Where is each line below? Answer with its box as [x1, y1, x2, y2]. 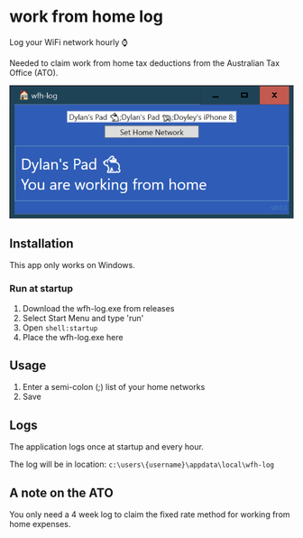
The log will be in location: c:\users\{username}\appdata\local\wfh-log [9, 459, 275, 470]
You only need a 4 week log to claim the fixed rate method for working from [9, 509, 290, 520]
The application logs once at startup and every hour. [9, 441, 205, 452]
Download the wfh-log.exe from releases [22, 302, 175, 313]
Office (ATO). [9, 67, 59, 78]
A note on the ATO [9, 485, 115, 500]
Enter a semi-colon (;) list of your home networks [22, 382, 206, 393]
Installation [9, 236, 74, 251]
